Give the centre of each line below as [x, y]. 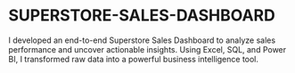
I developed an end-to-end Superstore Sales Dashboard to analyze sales [142, 40]
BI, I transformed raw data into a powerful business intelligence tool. [134, 59]
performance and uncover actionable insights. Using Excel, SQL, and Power [147, 49]
